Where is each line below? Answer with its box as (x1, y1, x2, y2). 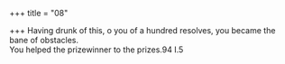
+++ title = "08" (9, 8, 69, 18)
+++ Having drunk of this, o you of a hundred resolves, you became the (9, 25, 276, 35)
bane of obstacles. (9, 35, 79, 45)
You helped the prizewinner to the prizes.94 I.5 (9, 44, 184, 55)
